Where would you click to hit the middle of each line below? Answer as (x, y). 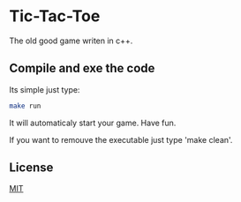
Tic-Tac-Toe (55, 16)
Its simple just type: (45, 89)
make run (25, 106)
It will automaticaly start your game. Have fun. (93, 123)
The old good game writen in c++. (71, 41)
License (31, 168)
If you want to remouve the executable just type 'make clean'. (121, 139)
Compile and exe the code (82, 68)
